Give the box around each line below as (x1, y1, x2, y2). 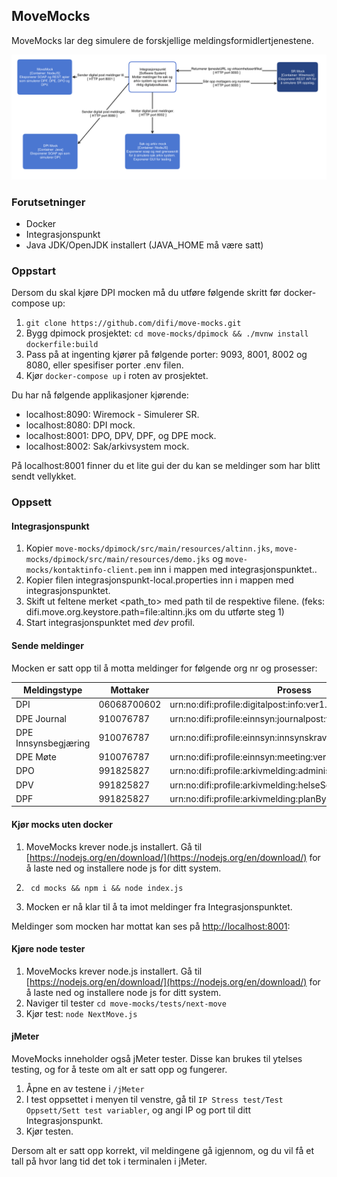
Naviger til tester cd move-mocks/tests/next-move (25, 997, 227, 1009)
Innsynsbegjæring (15, 737, 91, 749)
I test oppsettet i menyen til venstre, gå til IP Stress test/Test (25, 1093, 284, 1105)
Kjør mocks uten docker (11, 818, 113, 830)
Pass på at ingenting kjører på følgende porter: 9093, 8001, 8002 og (25, 349, 308, 361)
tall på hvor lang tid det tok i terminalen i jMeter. (11, 1155, 208, 1167)
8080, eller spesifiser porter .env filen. (25, 359, 184, 371)
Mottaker (110, 684, 150, 696)
